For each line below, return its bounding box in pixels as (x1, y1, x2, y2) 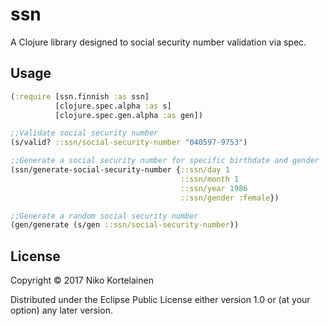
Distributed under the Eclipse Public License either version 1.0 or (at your (10, 294, 311, 306)
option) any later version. (10, 304, 113, 317)
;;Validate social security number (10, 128, 159, 138)
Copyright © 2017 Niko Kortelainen (10, 274, 154, 287)
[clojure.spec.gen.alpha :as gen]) (54, 110, 203, 120)
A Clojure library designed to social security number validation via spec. (10, 36, 307, 48)
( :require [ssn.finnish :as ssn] (10, 91, 150, 102)
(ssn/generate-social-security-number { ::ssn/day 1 (10, 165, 230, 175)
